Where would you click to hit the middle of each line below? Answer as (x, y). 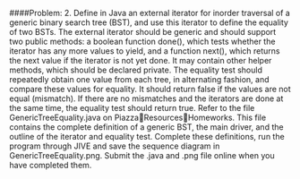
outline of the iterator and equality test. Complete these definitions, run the (147, 136)
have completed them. (51, 165)
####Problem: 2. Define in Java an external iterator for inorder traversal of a (150, 13)
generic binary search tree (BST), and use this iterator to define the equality (149, 22)
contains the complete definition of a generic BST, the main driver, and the (146, 127)
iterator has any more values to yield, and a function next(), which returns (145, 51)
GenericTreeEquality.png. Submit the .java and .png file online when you (142, 155)
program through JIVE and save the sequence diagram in (115, 146)
